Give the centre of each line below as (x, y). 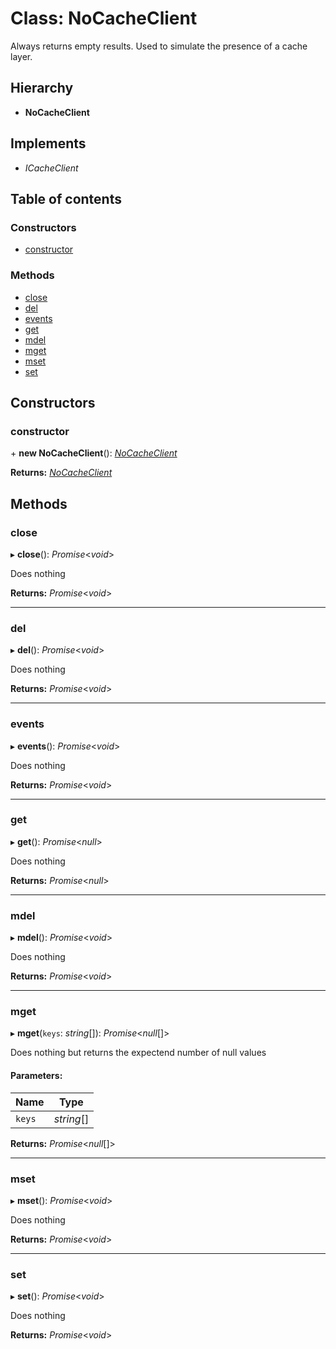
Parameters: (36, 1075)
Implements (48, 143)
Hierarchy (42, 88)
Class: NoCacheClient (104, 18)
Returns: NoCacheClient (61, 473)
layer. (21, 56)
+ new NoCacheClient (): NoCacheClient (94, 453)
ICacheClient (51, 168)
